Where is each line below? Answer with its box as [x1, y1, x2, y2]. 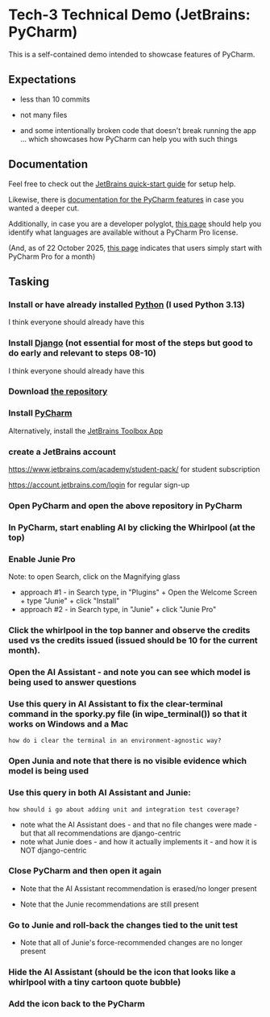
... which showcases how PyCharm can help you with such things [19, 134, 238, 144]
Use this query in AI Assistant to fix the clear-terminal [8, 698, 223, 709]
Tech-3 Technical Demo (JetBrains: [8, 6, 251, 24]
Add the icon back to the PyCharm [8, 998, 145, 1009]
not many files [19, 110, 68, 119]
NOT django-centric [19, 845, 87, 855]
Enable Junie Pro [8, 553, 76, 565]
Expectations [8, 73, 77, 86]
